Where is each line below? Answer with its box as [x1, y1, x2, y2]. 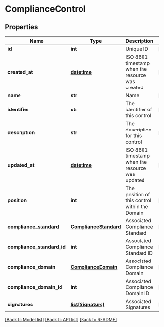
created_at [7, 69, 33, 75]
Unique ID [125, 45, 149, 52]
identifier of [125, 106, 152, 113]
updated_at [7, 162, 35, 168]
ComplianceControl [5, 3, 86, 15]
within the [125, 203, 148, 210]
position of [125, 191, 150, 197]
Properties [5, 23, 38, 31]
